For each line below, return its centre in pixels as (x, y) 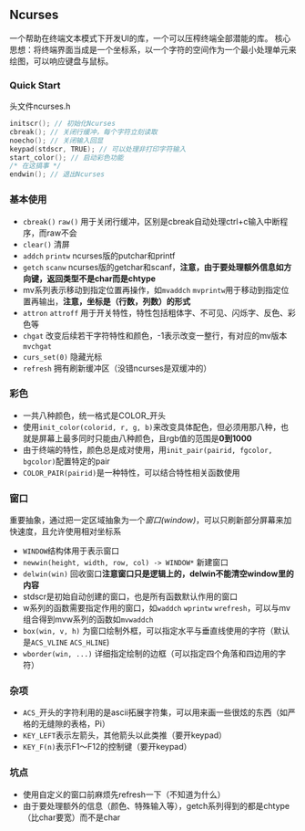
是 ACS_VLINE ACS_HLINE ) (66, 642)
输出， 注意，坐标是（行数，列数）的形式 (115, 301)
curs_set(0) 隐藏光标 (62, 356)
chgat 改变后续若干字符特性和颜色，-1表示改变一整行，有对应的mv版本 (155, 335)
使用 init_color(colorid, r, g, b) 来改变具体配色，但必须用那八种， (152, 426)
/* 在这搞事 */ (36, 166)
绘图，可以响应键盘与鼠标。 (61, 61)
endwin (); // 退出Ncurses (57, 174)
